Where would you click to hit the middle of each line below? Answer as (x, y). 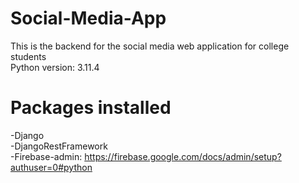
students (28, 56)
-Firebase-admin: (46, 156)
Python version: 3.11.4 (55, 67)
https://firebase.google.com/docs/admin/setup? (183, 156)
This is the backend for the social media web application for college (150, 46)
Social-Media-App (88, 18)
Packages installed (91, 108)
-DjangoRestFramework (59, 146)
